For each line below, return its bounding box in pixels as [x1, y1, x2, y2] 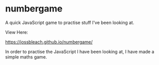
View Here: [5, 29, 29, 35]
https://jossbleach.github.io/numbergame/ [5, 38, 93, 45]
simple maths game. [5, 53, 47, 60]
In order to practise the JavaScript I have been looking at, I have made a [5, 48, 154, 54]
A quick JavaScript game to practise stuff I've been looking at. [5, 19, 134, 25]
